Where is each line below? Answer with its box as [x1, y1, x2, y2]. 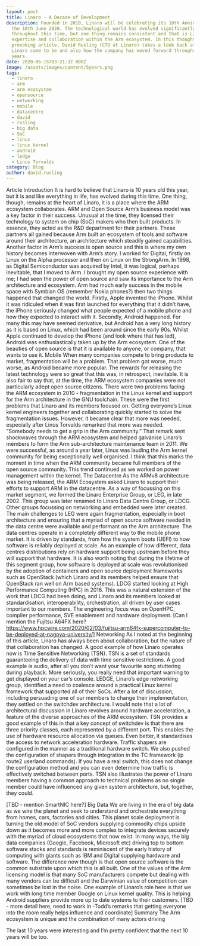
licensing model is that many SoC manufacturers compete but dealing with [6, 871, 189, 878]
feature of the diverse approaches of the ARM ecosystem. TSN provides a [6, 714, 188, 720]
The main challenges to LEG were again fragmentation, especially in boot [6, 510, 186, 517]
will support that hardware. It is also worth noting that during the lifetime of [6, 555, 190, 562]
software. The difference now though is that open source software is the [6, 858, 184, 865]
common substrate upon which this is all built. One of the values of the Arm [6, 865, 191, 871]
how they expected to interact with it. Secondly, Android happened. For [6, 313, 181, 320]
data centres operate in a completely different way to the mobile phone [6, 529, 180, 536]
